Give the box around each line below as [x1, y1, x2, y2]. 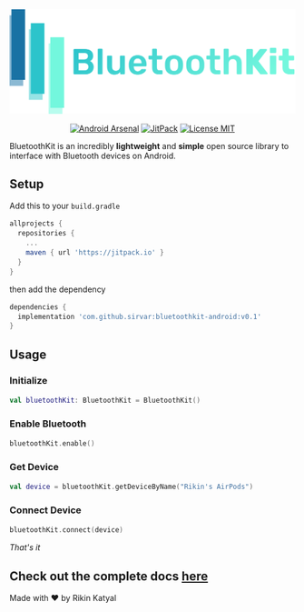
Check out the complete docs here [9, 568, 209, 584]
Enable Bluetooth [9, 417, 87, 430]
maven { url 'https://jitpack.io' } [25, 248, 165, 257]
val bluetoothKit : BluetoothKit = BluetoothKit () [9, 396, 201, 405]
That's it [9, 542, 41, 553]
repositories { [17, 229, 75, 238]
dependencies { [9, 302, 67, 312]
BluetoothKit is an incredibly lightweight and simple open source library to [9, 140, 289, 151]
